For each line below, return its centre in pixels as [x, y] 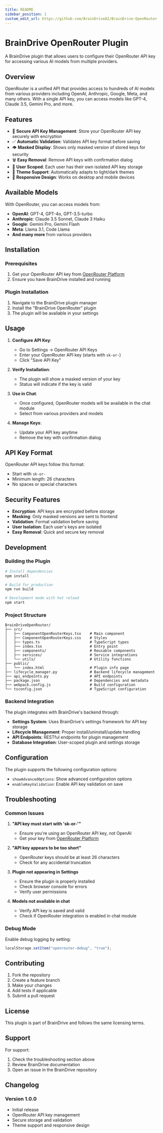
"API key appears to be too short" [47, 848]
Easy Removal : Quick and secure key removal [58, 532]
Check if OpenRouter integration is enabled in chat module [78, 916]
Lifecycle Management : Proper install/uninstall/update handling [76, 732]
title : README [19, 10]
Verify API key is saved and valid [52, 911]
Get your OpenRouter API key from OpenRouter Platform [68, 274]
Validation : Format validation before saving [55, 522]
